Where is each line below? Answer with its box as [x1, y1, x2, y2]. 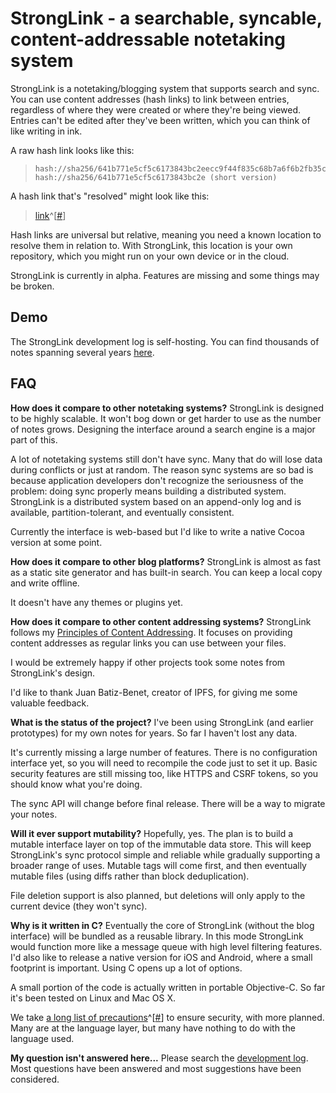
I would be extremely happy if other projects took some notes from [10, 656, 286, 668]
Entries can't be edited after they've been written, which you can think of [10, 114, 311, 126]
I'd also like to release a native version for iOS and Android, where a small [10, 951, 313, 963]
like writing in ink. [10, 125, 83, 137]
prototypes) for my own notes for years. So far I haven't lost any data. [10, 727, 298, 739]
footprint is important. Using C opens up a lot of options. [10, 962, 243, 974]
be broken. [10, 280, 55, 292]
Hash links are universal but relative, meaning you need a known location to [10, 228, 322, 241]
